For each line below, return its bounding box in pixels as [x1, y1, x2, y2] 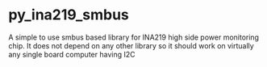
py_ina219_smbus [8, 6, 129, 24]
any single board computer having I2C [8, 49, 136, 59]
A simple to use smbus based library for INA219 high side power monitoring [8, 32, 260, 42]
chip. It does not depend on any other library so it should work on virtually [8, 40, 254, 50]
